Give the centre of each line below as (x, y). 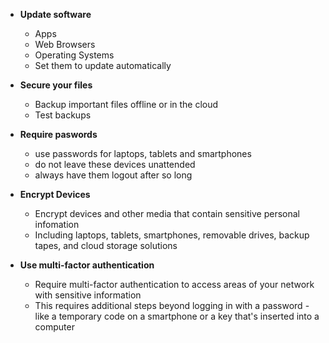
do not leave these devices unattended (115, 164)
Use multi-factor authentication (87, 265)
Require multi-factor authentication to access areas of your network (174, 284)
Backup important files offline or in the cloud (126, 104)
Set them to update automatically (103, 65)
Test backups (63, 115)
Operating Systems (74, 55)
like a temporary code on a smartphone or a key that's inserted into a (177, 316)
